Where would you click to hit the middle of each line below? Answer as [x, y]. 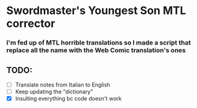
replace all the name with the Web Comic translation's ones [96, 51]
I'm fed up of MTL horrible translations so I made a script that [99, 43]
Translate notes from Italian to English [63, 85]
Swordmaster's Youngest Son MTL [96, 11]
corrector [31, 23]
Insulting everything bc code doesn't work [68, 99]
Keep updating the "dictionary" [54, 92]
